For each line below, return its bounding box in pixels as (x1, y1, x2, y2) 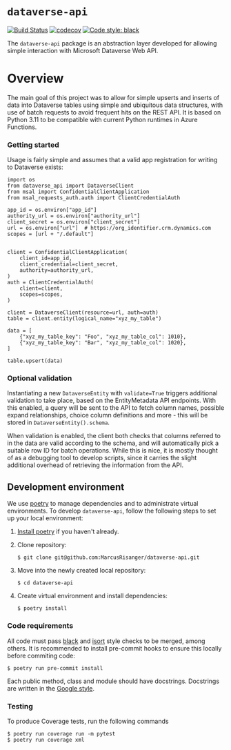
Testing (7, 701, 33, 711)
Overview (7, 71, 64, 86)
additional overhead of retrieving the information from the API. (7, 461, 184, 469)
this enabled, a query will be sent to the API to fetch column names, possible (7, 404, 225, 412)
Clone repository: (17, 541, 67, 549)
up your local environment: (7, 514, 83, 522)
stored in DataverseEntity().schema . (7, 418, 110, 426)
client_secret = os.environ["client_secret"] (7, 219, 140, 226)
